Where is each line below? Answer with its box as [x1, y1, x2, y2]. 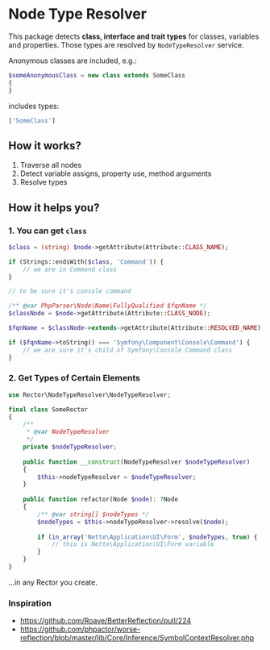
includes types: [8, 101, 60, 110]
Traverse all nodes [19, 160, 82, 170]
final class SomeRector [8, 405, 89, 414]
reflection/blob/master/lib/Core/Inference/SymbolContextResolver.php [19, 633, 255, 643]
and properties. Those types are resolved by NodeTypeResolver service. [8, 40, 244, 49]
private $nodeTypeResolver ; [23, 443, 117, 452]
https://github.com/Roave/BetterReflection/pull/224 [19, 616, 192, 626]
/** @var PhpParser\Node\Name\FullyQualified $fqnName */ [8, 302, 207, 310]
